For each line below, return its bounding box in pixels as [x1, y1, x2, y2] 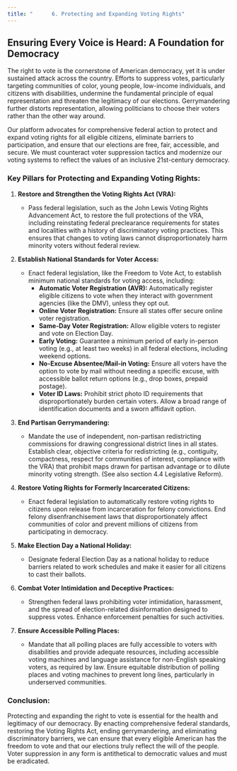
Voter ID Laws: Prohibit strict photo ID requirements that [38, 389, 203, 398]
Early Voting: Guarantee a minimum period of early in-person [38, 337, 219, 345]
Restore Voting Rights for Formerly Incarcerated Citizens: [17, 483, 190, 492]
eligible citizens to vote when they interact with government [38, 291, 214, 300]
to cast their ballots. [28, 569, 86, 579]
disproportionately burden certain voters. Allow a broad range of [38, 397, 227, 405]
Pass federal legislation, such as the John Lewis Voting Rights [28, 203, 209, 212]
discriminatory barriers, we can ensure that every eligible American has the [7, 734, 227, 743]
